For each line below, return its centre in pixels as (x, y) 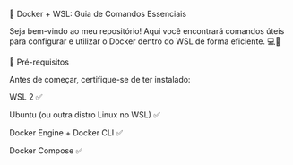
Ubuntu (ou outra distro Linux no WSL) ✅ (85, 115)
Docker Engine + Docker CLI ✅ (66, 133)
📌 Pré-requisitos (39, 62)
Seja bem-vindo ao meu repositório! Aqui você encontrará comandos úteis (147, 31)
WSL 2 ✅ (26, 97)
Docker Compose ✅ (46, 151)
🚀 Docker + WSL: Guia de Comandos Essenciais (98, 14)
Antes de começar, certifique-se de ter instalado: (100, 79)
